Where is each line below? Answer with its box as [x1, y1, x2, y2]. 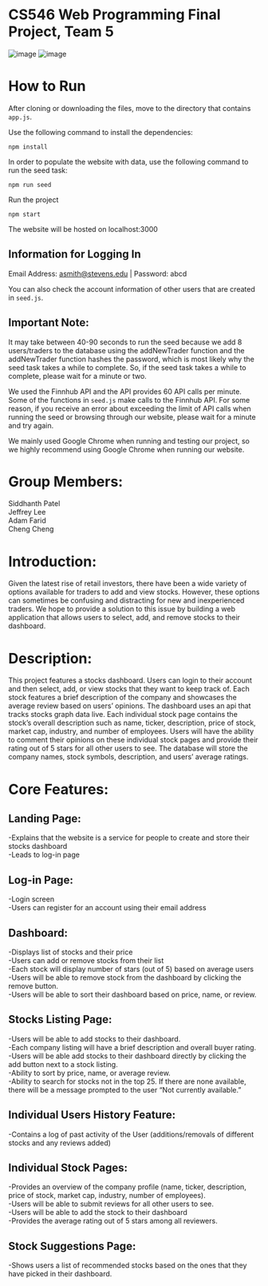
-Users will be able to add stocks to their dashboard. [8, 1033, 181, 1044]
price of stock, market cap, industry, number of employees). [8, 1191, 206, 1200]
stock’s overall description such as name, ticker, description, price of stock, [8, 718, 257, 728]
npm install [8, 142, 48, 151]
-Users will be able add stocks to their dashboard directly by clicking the [8, 1051, 247, 1061]
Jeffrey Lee [8, 508, 46, 517]
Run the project [8, 194, 59, 205]
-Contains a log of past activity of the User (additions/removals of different [8, 1129, 254, 1139]
